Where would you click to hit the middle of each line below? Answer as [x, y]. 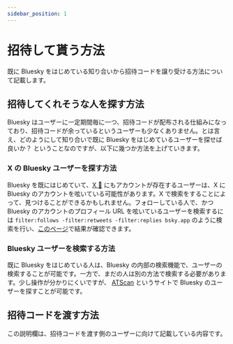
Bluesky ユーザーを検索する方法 [61, 248]
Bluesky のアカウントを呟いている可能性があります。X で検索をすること [111, 194]
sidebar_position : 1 [37, 14]
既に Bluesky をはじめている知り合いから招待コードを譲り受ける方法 [106, 71]
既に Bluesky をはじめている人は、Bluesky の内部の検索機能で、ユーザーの [115, 265]
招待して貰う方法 [56, 50]
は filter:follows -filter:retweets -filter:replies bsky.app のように [112, 220]
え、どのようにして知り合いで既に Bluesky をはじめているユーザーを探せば [115, 140]
